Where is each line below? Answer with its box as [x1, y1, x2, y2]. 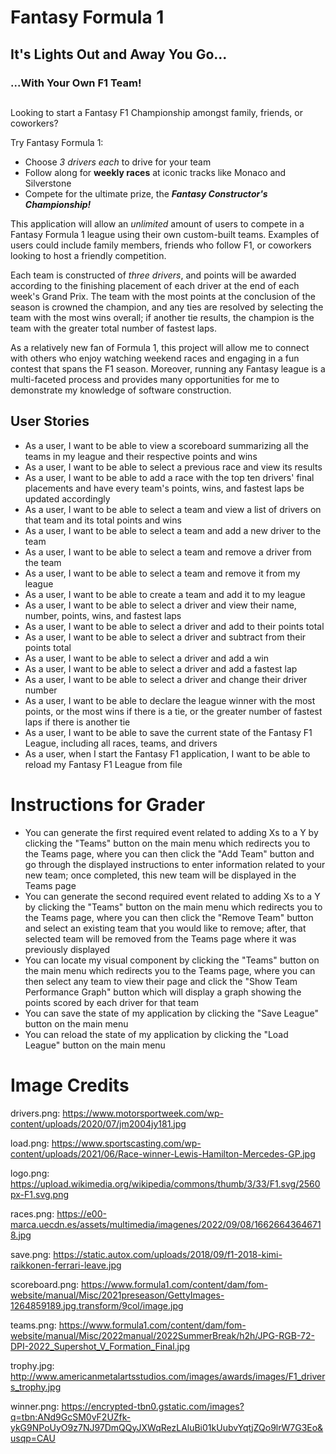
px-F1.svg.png [10, 1188, 70, 1200]
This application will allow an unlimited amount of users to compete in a [10, 217, 305, 230]
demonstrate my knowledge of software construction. [10, 384, 232, 396]
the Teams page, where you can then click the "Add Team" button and [24, 847, 315, 860]
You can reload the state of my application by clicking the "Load [24, 1028, 289, 1040]
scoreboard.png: [10, 1278, 80, 1290]
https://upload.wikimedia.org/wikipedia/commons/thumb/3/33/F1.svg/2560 [10, 1177, 321, 1190]
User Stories [10, 413, 90, 430]
